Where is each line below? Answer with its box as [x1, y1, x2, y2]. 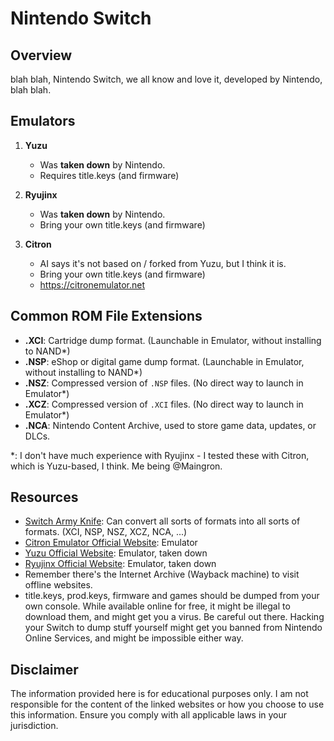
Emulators [10, 113, 76, 130]
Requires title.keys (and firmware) [39, 169, 180, 181]
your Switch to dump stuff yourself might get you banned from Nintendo [24, 622, 323, 634]
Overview [10, 47, 73, 64]
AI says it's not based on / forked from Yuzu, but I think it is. [39, 257, 287, 269]
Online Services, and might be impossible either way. [24, 632, 244, 644]
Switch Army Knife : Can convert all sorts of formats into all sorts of [24, 515, 301, 527]
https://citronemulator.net [39, 278, 146, 291]
